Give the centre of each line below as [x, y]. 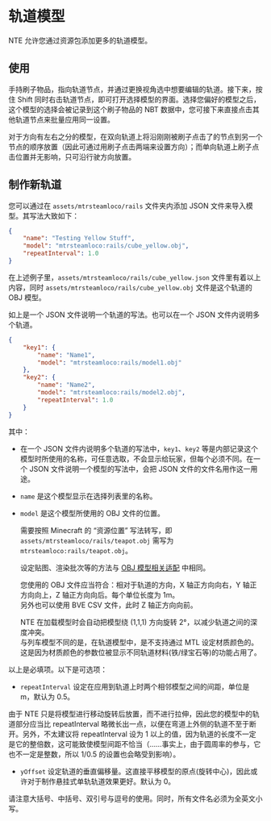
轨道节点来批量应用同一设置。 [65, 119]
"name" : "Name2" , [66, 385]
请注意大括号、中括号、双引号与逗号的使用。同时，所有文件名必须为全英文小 [135, 798]
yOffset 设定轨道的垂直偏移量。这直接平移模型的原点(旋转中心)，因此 [135, 771]
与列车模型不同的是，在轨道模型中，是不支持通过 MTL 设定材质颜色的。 [139, 642]
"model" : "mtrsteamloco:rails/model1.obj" [110, 363]
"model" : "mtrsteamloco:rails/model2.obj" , [111, 393]
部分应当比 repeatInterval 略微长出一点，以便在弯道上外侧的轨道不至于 [132, 723]
